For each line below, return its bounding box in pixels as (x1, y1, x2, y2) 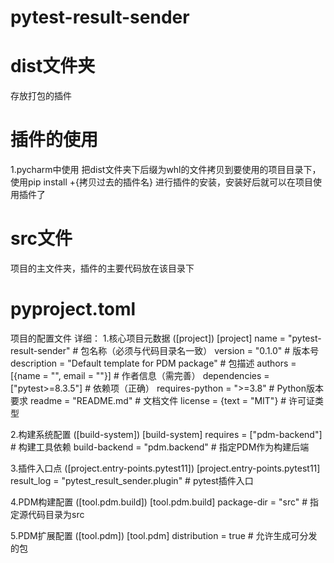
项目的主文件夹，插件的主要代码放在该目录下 (10, 262, 195, 274)
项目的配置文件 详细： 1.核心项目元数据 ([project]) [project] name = (10, 332, 287, 344)
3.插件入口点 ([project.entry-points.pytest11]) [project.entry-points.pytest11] (10, 462, 321, 474)
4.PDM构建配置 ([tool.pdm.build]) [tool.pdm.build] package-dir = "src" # (10, 496, 308, 508)
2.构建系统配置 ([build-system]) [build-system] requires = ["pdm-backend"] (10, 428, 323, 440)
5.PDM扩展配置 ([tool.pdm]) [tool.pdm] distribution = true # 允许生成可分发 (10, 529, 318, 541)
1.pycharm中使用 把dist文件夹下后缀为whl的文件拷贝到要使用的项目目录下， (10, 164, 322, 176)
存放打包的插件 (10, 90, 72, 102)
